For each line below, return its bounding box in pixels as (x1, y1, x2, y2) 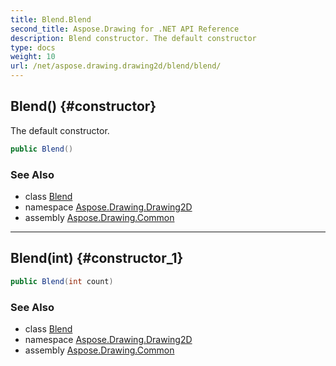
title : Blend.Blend (10, 14, 92, 25)
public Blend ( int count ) (10, 276, 114, 286)
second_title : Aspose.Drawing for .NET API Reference (10, 24, 240, 34)
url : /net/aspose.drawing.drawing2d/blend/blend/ (10, 61, 222, 71)
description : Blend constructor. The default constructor (10, 33, 257, 43)
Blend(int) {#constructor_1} (10, 250, 184, 267)
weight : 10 (10, 52, 56, 62)
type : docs (10, 42, 56, 53)
